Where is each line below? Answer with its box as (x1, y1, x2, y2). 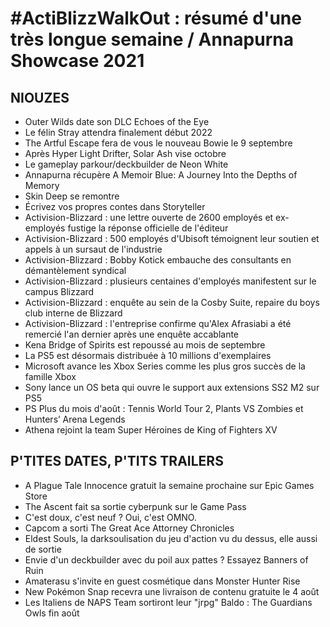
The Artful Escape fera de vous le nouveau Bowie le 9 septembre (24, 137, 293, 149)
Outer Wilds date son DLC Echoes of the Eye (24, 116, 210, 127)
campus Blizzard (24, 286, 95, 297)
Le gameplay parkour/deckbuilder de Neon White (24, 158, 229, 170)
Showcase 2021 (10, 50, 145, 72)
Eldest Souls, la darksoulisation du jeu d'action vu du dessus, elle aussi (24, 532, 318, 544)
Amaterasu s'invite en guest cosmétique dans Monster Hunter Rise (24, 575, 301, 587)
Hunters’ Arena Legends (24, 413, 126, 425)
